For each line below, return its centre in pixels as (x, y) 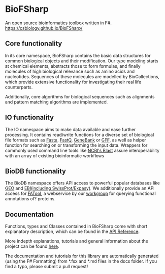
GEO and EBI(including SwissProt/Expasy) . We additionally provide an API (80, 188)
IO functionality (30, 117)
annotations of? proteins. (30, 199)
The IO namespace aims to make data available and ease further (71, 129)
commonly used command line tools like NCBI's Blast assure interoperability (82, 150)
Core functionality (34, 44)
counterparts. (19, 87)
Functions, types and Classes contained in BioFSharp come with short (76, 227)
